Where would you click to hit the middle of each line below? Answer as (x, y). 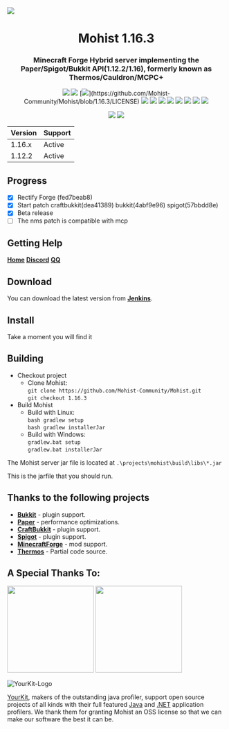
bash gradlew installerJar (66, 427)
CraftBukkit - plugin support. (59, 529)
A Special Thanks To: (54, 573)
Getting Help (35, 243)
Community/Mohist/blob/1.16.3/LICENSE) (82, 102)
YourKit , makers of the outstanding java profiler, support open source (106, 697)
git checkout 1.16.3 (57, 398)
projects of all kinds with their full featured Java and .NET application (106, 705)
